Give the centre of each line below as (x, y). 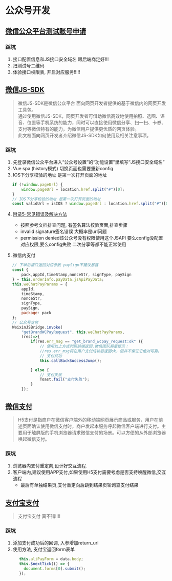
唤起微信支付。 (34, 439)
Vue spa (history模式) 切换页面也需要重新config (63, 168)
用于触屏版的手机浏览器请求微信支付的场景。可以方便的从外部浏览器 (94, 432)
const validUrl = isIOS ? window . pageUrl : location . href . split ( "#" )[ (89, 204)
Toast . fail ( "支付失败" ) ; (64, 379)
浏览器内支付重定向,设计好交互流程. (50, 466)
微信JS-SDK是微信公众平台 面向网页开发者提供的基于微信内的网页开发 (92, 103)
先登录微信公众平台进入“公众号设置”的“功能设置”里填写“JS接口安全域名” (89, 162)
